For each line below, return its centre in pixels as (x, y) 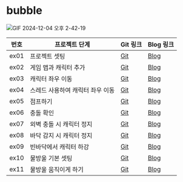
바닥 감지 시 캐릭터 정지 (61, 135)
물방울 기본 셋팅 (51, 158)
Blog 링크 (161, 44)
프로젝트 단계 (72, 44)
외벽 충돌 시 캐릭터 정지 (61, 124)
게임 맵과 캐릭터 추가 (58, 67)
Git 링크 (131, 44)
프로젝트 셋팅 (48, 56)
